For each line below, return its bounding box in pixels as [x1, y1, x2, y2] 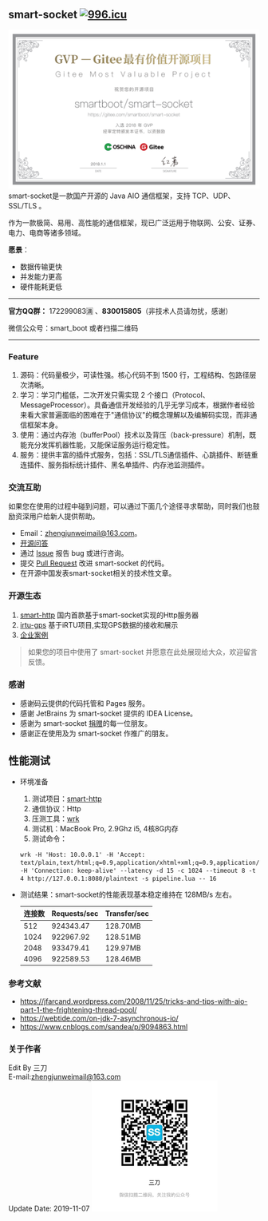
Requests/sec [51, 908, 99, 918]
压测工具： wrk [31, 814, 80, 823]
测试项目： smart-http [31, 794, 102, 803]
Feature [8, 351, 39, 362]
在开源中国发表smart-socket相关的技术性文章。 [19, 569, 176, 578]
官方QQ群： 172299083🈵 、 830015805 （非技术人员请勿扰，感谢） [8, 306, 233, 315]
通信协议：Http [31, 803, 81, 813]
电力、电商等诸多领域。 [8, 228, 85, 237]
